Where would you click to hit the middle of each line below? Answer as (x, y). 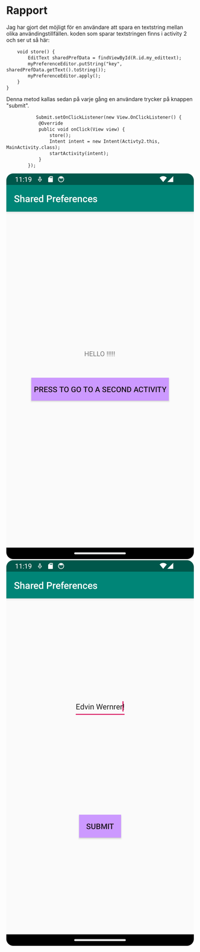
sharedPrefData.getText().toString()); (56, 70)
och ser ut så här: (28, 40)
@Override (51, 123)
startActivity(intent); (79, 153)
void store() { (36, 52)
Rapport (27, 11)
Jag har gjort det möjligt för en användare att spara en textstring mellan (95, 27)
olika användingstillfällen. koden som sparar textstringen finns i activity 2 (97, 33)
